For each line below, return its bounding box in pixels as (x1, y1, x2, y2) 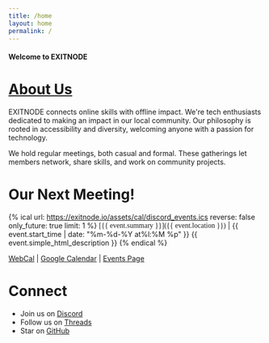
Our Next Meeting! (8, 185, 135, 204)
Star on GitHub (19, 325, 70, 336)
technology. (8, 133, 48, 142)
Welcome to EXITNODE (8, 52, 88, 61)
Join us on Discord (19, 308, 83, 318)
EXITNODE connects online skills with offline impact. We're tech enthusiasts (8, 107, 262, 116)
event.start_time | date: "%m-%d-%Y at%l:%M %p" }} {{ (8, 229, 198, 239)
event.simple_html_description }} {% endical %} (8, 238, 168, 248)
